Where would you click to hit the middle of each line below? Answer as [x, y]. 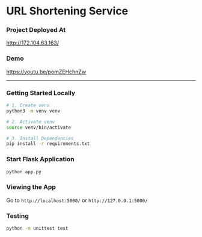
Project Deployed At [36, 30]
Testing [17, 216]
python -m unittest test [37, 229]
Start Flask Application [40, 159]
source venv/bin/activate [38, 128]
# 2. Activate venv [31, 122]
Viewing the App [31, 187]
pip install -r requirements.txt [48, 144]
